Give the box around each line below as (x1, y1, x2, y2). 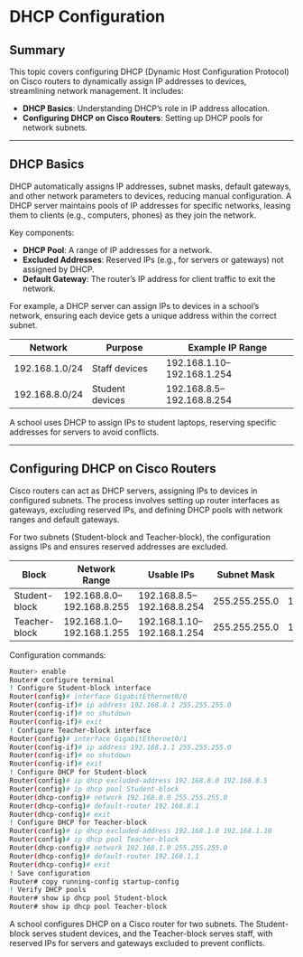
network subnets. (22, 122, 88, 133)
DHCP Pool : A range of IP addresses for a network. (22, 244, 213, 255)
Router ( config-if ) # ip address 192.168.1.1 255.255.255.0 (9, 743, 232, 752)
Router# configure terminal (9, 675, 115, 684)
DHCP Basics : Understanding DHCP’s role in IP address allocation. (22, 103, 271, 114)
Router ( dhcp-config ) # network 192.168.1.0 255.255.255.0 (9, 843, 228, 852)
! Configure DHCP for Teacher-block (9, 818, 147, 828)
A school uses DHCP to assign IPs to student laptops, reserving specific (9, 417, 277, 427)
